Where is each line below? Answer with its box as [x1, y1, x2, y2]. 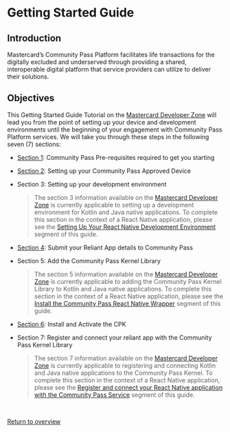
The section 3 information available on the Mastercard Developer [34, 193, 218, 201]
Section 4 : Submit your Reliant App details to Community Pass [16, 243, 194, 251]
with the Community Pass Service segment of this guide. [34, 391, 195, 399]
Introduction [7, 32, 62, 44]
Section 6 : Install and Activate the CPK [16, 320, 126, 328]
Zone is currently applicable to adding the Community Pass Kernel [34, 277, 222, 285]
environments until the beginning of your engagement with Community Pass [7, 125, 222, 134]
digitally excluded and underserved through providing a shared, [7, 58, 187, 66]
